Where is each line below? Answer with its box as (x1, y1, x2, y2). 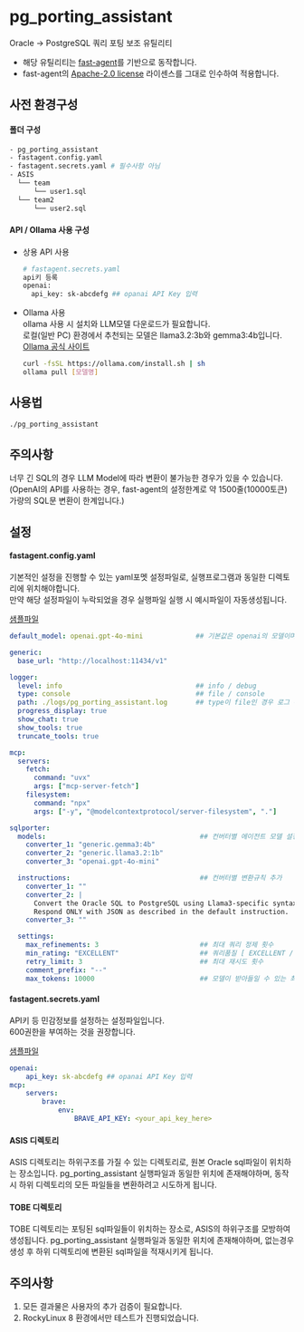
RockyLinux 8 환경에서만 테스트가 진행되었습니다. (22, 1312, 199, 1324)
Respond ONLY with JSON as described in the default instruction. (33, 907, 290, 916)
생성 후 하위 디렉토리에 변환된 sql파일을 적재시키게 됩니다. (9, 1246, 214, 1257)
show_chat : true (17, 715, 79, 724)
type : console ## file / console (17, 690, 265, 699)
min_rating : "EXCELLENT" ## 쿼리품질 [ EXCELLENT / (25, 949, 294, 958)
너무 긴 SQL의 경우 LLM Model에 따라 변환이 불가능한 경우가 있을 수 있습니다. (9, 473, 283, 484)
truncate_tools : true (17, 731, 100, 740)
